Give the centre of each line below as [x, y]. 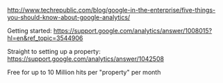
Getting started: [30, 31]
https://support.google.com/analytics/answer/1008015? [133, 31]
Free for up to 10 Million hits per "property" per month [84, 72]
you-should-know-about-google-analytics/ [69, 17]
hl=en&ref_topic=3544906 [45, 38]
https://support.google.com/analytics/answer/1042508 [86, 59]
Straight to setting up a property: [54, 52]
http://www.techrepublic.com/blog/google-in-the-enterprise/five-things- [111, 10]
